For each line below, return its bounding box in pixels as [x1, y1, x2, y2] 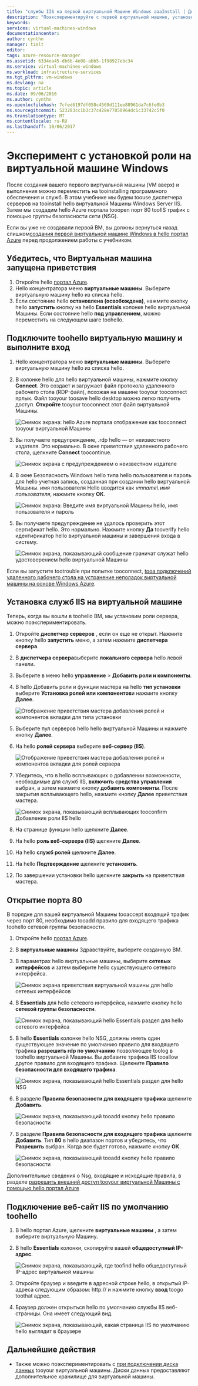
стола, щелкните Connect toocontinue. [15, 449, 112, 456]
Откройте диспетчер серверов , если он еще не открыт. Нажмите [15, 630, 183, 638]
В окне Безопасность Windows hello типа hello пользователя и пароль [15, 471, 192, 478]
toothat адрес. [15, 1292, 51, 1299]
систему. [15, 538, 38, 546]
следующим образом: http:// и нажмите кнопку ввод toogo [35, 1286, 184, 1293]
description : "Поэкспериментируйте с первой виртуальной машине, [6, 14, 170, 20]
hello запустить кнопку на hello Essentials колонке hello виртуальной [15, 303, 190, 310]
